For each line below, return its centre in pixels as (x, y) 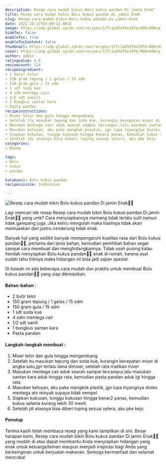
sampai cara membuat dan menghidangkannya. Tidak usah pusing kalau (79, 249)
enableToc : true (22, 38)
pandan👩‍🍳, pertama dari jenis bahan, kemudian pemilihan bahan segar (77, 243)
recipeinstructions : (26, 111)
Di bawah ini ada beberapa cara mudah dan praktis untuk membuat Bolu (79, 269)
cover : (12, 51)
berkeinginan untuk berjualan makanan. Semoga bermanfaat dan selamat (80, 452)
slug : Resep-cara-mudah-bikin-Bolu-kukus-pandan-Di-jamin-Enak (72, 19)
